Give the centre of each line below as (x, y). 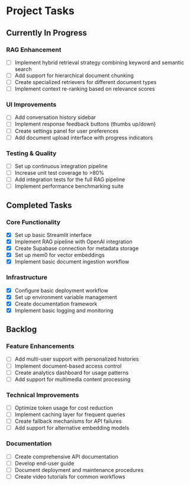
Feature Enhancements (40, 346)
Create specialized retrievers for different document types (86, 82)
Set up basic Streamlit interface (53, 235)
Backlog (22, 330)
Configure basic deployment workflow (61, 290)
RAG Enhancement (34, 50)
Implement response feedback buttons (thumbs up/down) (85, 124)
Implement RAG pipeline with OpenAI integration (73, 242)
